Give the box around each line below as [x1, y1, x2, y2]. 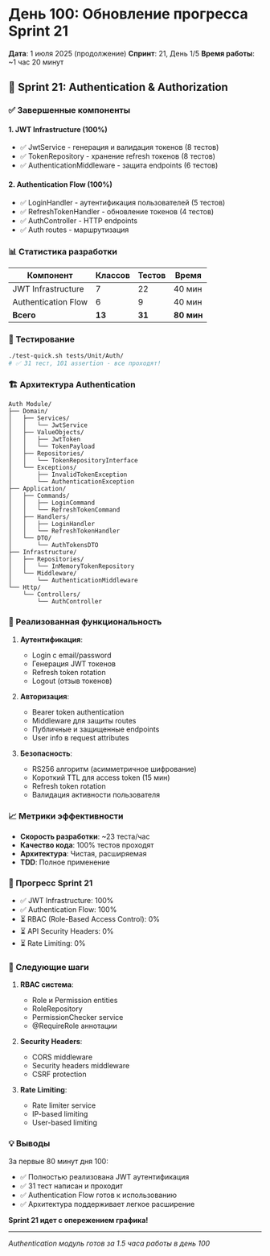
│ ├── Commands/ [8, 492, 70, 500]
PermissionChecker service [31, 1013, 124, 1022]
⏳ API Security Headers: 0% [19, 926, 114, 936]
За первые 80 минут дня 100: [8, 1156, 108, 1166]
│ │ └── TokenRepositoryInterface [8, 457, 138, 465]
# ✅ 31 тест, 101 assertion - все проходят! [8, 359, 162, 367]
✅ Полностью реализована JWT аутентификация [19, 1171, 190, 1181]
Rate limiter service [31, 1101, 96, 1110]
